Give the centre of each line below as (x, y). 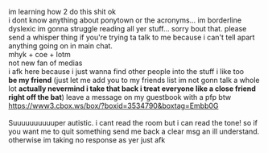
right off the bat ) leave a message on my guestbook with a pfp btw (120, 97)
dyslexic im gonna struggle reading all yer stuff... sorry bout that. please (128, 29)
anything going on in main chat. (60, 46)
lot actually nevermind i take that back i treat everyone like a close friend (132, 89)
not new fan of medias (45, 63)
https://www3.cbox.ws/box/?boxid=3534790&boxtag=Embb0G (113, 105)
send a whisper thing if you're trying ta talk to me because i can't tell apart (132, 37)
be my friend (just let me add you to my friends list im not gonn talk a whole (134, 80)
